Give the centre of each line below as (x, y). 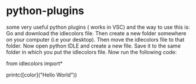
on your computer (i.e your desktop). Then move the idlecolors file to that (95, 39)
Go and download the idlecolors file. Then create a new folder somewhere (96, 33)
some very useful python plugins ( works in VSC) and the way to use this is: (98, 27)
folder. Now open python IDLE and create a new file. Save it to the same (94, 46)
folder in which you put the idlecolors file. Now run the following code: (92, 52)
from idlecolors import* (35, 63)
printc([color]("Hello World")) (42, 75)
